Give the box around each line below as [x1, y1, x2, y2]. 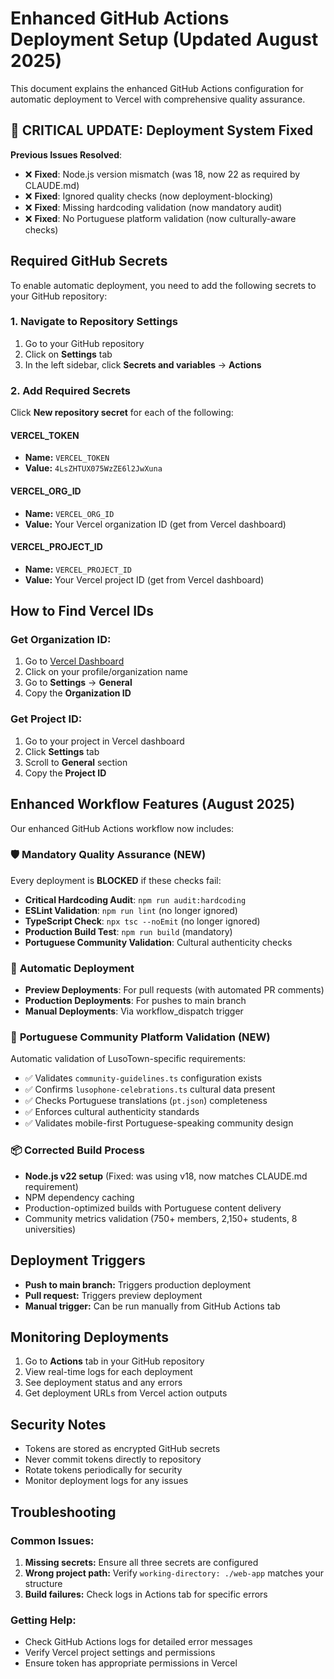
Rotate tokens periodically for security [24, 1464, 183, 1476]
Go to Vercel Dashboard [24, 655, 125, 667]
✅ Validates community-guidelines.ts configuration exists [24, 1072, 263, 1084]
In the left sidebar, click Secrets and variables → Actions [24, 358, 262, 371]
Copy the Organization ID [24, 687, 132, 699]
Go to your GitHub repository [24, 337, 145, 349]
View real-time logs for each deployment [24, 1366, 193, 1378]
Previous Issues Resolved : [10, 148, 123, 161]
